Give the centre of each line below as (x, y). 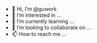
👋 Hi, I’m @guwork (34, 9)
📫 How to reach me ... (39, 34)
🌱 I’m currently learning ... (43, 21)
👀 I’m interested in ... (36, 15)
